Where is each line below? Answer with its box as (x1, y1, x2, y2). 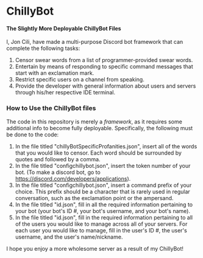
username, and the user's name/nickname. (15, 233, 123, 240)
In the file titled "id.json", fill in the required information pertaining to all (15, 214, 193, 221)
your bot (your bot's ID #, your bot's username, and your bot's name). (15, 207, 191, 214)
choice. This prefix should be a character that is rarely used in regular (15, 187, 190, 195)
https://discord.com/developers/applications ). (15, 175, 131, 182)
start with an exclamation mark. (15, 69, 94, 77)
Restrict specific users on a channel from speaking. (15, 76, 144, 83)
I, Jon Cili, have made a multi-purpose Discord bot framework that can (6, 38, 183, 46)
